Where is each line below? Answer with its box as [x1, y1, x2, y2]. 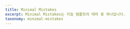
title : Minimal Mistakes [5, 7, 57, 12]
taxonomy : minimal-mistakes [5, 16, 64, 21]
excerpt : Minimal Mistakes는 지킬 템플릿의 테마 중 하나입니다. [5, 12, 126, 17]
